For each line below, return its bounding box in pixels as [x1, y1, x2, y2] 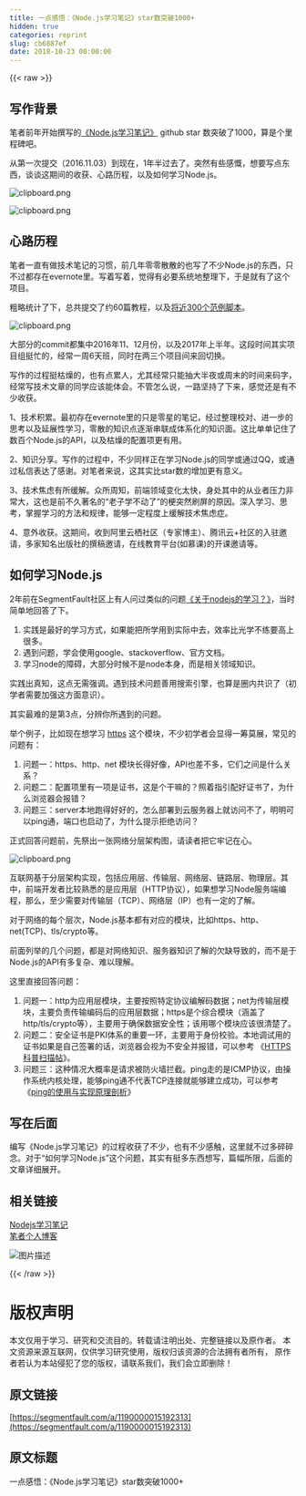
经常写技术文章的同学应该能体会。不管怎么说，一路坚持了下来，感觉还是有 [9, 380, 289, 392]
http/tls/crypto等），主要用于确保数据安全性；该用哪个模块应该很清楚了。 [22, 1017, 297, 1028]
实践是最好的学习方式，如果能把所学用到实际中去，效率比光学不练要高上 [22, 624, 294, 635]
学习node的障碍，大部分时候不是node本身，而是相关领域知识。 [22, 658, 261, 669]
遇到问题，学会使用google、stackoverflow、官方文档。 [22, 646, 230, 657]
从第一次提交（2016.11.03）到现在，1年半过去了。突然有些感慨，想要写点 [9, 157, 282, 169]
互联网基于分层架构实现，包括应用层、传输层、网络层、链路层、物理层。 [9, 872, 280, 882]
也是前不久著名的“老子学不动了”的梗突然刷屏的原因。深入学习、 [40, 496, 280, 507]
